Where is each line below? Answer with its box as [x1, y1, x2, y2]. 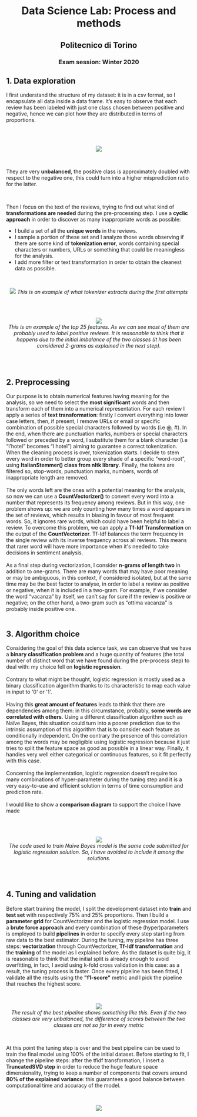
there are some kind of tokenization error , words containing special [14, 240, 179, 247]
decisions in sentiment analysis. [6, 549, 84, 556]
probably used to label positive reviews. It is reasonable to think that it [14, 330, 184, 337]
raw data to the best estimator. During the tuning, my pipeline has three [6, 936, 179, 943]
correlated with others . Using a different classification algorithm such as [6, 713, 183, 720]
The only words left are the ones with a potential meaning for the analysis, [6, 487, 185, 494]
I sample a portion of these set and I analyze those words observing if [14, 234, 184, 241]
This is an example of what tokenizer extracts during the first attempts [17, 289, 188, 296]
